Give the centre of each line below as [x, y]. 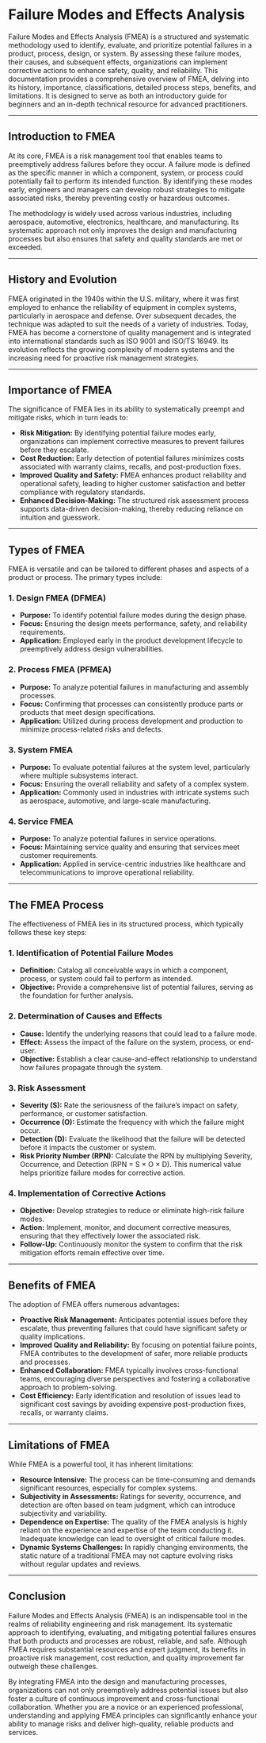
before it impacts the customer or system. [88, 1148]
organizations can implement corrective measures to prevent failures [132, 442]
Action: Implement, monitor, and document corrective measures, [125, 1227]
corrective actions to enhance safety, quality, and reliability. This [113, 70]
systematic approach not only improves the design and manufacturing [123, 230]
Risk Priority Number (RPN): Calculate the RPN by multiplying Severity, [136, 1156]
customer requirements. [59, 856]
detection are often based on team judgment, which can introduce [127, 1505]
